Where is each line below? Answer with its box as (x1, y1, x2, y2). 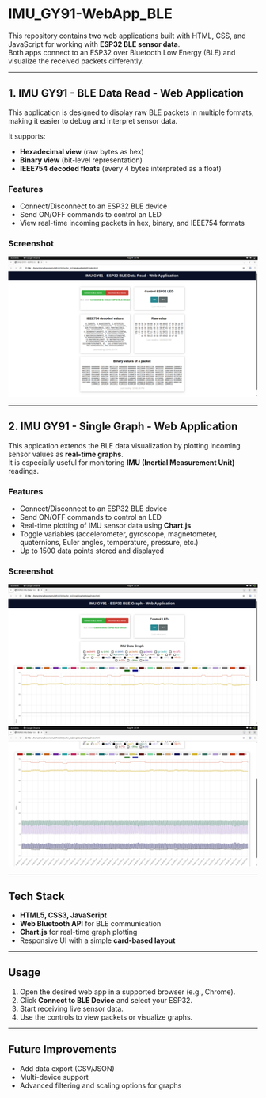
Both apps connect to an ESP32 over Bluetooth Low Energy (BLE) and (8, 48, 236, 57)
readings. (8, 466, 40, 475)
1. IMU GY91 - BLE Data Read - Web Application (8, 86, 244, 100)
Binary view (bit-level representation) (19, 155, 142, 165)
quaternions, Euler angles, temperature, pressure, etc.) (19, 537, 199, 547)
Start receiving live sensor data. (19, 1004, 124, 1013)
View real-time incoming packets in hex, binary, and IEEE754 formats (19, 219, 245, 228)
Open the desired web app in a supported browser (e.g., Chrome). (19, 987, 236, 997)
